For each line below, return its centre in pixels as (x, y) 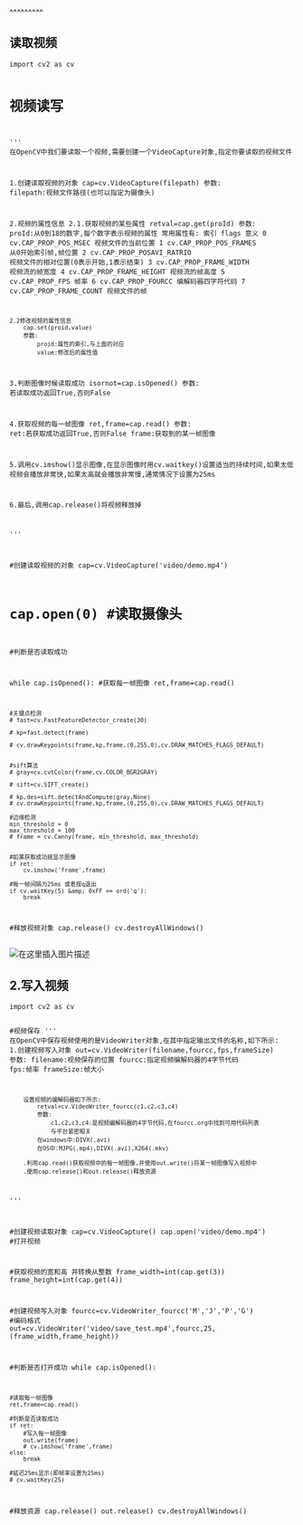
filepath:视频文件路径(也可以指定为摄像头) (82, 193)
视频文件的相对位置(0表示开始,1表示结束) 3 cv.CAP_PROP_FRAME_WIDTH (130, 262)
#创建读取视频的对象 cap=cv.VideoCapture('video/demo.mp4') (119, 565)
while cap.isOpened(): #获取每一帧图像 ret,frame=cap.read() (122, 683)
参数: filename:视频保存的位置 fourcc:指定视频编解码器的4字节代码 (124, 1060)
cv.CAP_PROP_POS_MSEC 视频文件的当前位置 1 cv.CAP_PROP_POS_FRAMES (133, 243)
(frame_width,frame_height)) (64, 1337)
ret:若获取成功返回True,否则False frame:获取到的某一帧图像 (113, 434)
